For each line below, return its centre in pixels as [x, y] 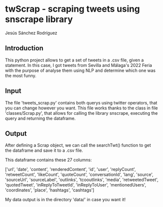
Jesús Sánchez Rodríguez [31, 33]
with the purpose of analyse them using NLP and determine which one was [80, 70]
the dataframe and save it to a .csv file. [44, 150]
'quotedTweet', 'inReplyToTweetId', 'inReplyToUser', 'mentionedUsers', [76, 185]
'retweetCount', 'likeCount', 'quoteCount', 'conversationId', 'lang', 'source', [79, 175]
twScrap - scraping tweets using [72, 9]
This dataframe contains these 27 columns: [48, 160]
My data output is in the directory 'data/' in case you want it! [65, 200]
